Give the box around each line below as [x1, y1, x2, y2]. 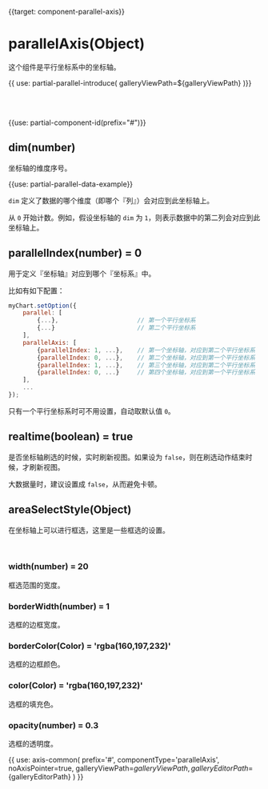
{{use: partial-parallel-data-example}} [8, 179, 134, 189]
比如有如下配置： [8, 286, 65, 295]
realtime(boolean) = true [8, 430, 134, 443]
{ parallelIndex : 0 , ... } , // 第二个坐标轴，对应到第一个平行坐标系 [37, 354, 256, 362]
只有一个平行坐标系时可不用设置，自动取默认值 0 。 [8, 406, 176, 415]
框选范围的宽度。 [8, 580, 65, 590]
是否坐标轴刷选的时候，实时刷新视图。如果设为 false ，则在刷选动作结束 [8, 452, 246, 462]
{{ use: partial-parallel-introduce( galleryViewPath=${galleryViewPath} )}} [8, 78, 252, 87]
